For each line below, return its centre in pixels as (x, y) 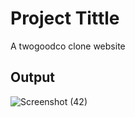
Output (32, 77)
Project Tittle (65, 18)
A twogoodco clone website (68, 46)
